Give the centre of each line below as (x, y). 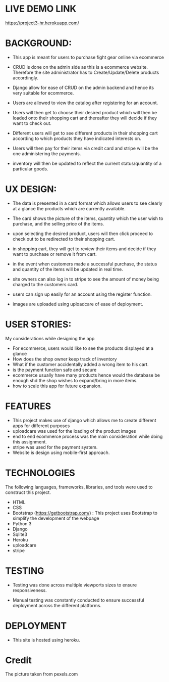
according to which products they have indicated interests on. (77, 138)
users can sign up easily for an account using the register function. (82, 294)
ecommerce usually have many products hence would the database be (86, 375)
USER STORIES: (38, 325)
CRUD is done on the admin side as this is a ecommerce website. (80, 67)
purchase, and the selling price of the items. (58, 223)
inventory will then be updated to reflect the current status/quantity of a (87, 163)
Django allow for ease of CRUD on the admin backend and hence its (83, 87)
